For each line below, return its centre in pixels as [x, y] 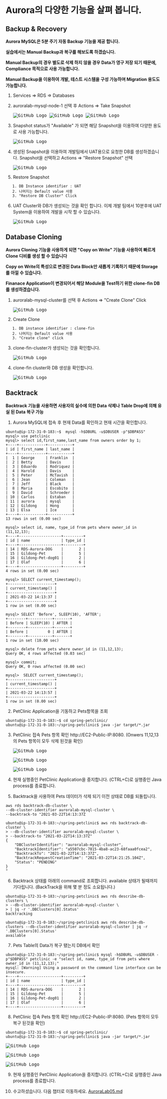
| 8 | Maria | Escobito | [40, 488]
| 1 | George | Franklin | [40, 458]
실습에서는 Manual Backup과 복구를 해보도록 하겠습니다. [61, 52]
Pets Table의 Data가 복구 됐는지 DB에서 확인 [56, 945]
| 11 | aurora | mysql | [40, 501]
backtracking [19, 914]
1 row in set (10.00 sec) [32, 640]
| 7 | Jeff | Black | [40, 484]
